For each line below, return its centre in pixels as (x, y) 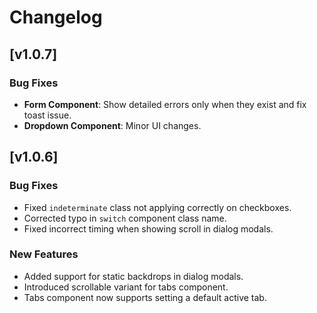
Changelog (56, 17)
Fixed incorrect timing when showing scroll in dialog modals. (148, 228)
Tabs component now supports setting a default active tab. (145, 297)
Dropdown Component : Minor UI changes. (112, 125)
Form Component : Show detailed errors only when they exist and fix (165, 104)
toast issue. (47, 115)
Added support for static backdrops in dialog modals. (133, 276)
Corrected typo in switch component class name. (125, 218)
